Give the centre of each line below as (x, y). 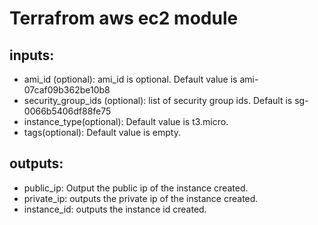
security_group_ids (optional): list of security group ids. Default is (158, 100)
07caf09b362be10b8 (67, 90)
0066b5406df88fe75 (67, 111)
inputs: (32, 55)
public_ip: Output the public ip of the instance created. (136, 188)
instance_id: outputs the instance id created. (115, 209)
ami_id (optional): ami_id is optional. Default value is (130, 79)
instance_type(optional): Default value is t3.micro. (126, 121)
